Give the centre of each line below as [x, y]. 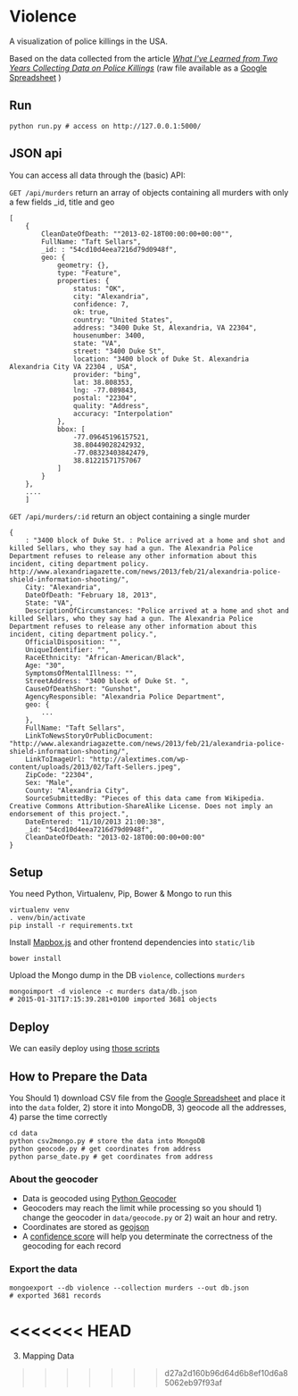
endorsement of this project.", [69, 814]
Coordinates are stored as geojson [86, 1227]
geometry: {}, [83, 265]
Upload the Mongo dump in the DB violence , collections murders [127, 975]
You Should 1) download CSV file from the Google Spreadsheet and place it [147, 1098]
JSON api [36, 154]
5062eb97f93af [194, 1383]
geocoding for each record [72, 1246]
